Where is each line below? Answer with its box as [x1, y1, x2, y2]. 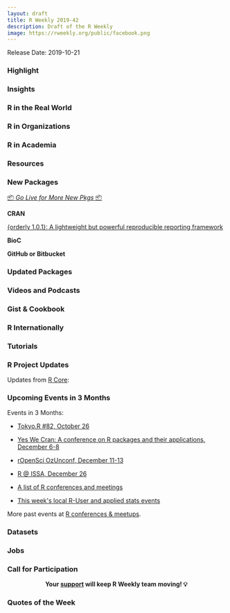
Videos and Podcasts [7, 285, 80, 295]
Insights [7, 85, 35, 94]
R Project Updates [7, 359, 69, 369]
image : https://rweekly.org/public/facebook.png [7, 29, 150, 37]
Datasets [7, 527, 38, 537]
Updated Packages [7, 267, 73, 276]
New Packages [7, 177, 59, 187]
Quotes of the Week [7, 598, 76, 607]
